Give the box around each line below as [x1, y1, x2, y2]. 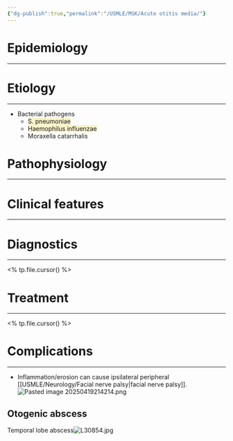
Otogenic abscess [7, 408, 87, 420]
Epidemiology [7, 39, 89, 55]
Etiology [7, 80, 56, 96]
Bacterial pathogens [17, 109, 75, 118]
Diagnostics [7, 236, 78, 252]
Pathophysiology [7, 156, 107, 172]
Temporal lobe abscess [7, 426, 74, 434]
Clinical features [7, 196, 104, 212]
